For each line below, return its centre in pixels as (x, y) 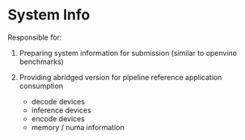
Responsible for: (35, 37)
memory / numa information (78, 127)
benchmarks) (41, 62)
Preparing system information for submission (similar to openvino (128, 53)
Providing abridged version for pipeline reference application (120, 77)
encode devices (58, 118)
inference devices (61, 110)
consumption (41, 86)
